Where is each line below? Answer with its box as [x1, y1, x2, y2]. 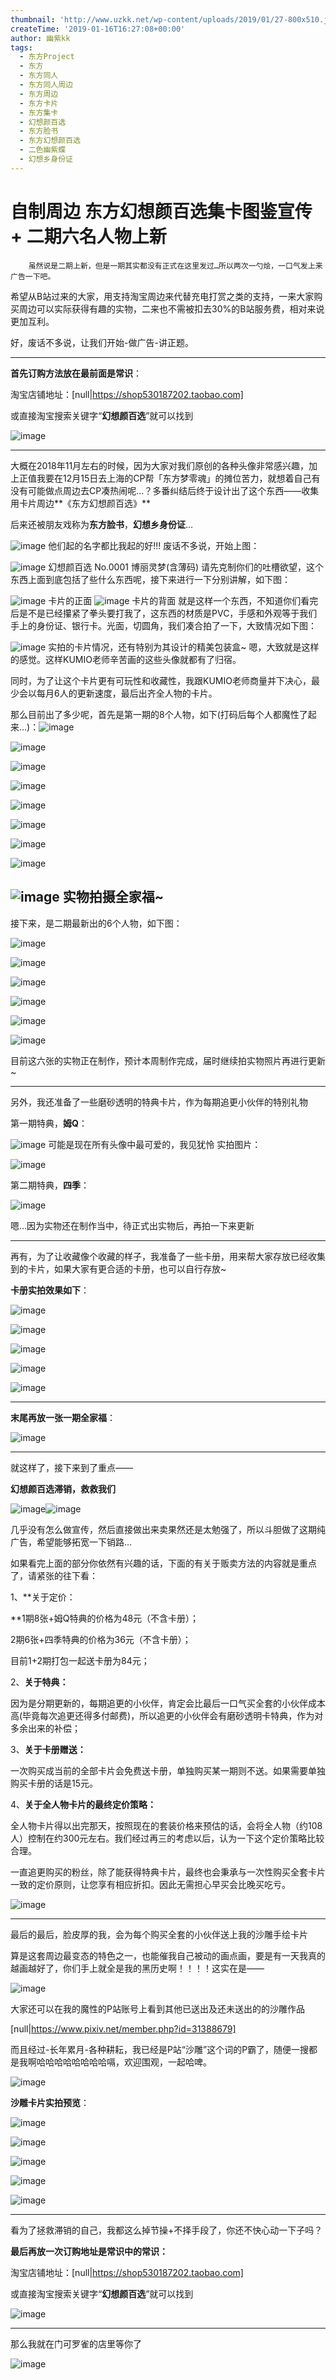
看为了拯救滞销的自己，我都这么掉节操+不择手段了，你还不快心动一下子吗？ [10, 2224, 323, 2236]
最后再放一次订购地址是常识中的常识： [10, 2245, 168, 2257]
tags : [10, 42, 33, 53]
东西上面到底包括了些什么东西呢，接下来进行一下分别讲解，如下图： [10, 573, 291, 585]
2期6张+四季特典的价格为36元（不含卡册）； [10, 1633, 192, 1645]
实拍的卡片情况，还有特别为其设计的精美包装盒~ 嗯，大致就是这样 [48, 641, 320, 653]
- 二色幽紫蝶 [19, 145, 67, 155]
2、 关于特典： [10, 1676, 69, 1688]
